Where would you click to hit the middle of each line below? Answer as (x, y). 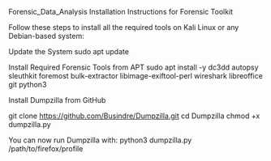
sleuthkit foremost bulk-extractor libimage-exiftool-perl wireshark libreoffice (136, 76)
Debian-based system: (46, 36)
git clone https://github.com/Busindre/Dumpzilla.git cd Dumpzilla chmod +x (134, 116)
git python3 (28, 85)
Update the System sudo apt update (69, 51)
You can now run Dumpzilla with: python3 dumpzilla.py (100, 140)
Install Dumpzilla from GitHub (57, 100)
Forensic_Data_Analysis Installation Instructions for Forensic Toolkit (121, 12)
